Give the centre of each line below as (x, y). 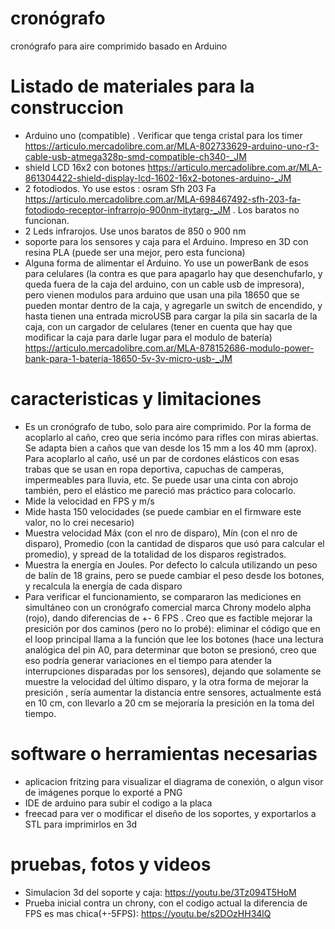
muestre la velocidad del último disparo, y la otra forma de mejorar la (166, 681)
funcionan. (47, 220)
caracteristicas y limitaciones (136, 399)
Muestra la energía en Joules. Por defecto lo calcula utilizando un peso (171, 564)
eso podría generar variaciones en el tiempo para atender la (148, 660)
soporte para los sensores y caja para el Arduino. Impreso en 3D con (166, 241)
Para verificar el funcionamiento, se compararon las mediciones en (163, 596)
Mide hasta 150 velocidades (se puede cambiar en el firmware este (163, 511)
